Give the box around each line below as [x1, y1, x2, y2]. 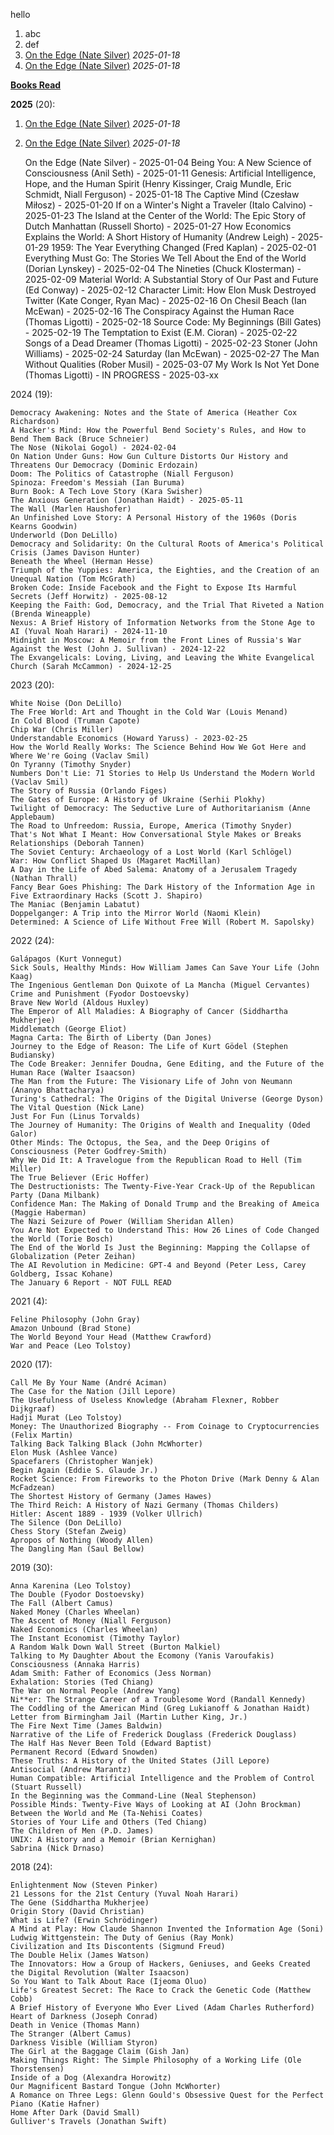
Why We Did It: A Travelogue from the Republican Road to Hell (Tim [10, 1155, 302, 1165]
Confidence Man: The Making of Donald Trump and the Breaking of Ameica [10, 1199, 320, 1209]
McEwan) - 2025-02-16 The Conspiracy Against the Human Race [24, 305, 295, 317]
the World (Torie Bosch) [10, 1234, 114, 1244]
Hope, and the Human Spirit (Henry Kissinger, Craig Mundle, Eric [24, 178, 292, 189]
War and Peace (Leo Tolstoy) [10, 1341, 132, 1351]
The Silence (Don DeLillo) [10, 1518, 123, 1528]
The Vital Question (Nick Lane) [10, 1103, 145, 1113]
